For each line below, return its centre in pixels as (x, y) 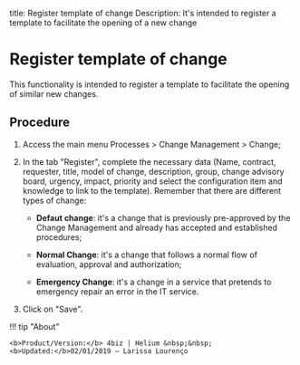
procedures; (59, 237)
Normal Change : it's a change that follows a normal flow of (147, 255)
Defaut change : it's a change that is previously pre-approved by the (163, 217)
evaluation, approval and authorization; (109, 264)
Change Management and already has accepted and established (157, 227)
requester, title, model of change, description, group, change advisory (153, 171)
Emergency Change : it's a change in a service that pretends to (154, 282)
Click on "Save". (53, 309)
